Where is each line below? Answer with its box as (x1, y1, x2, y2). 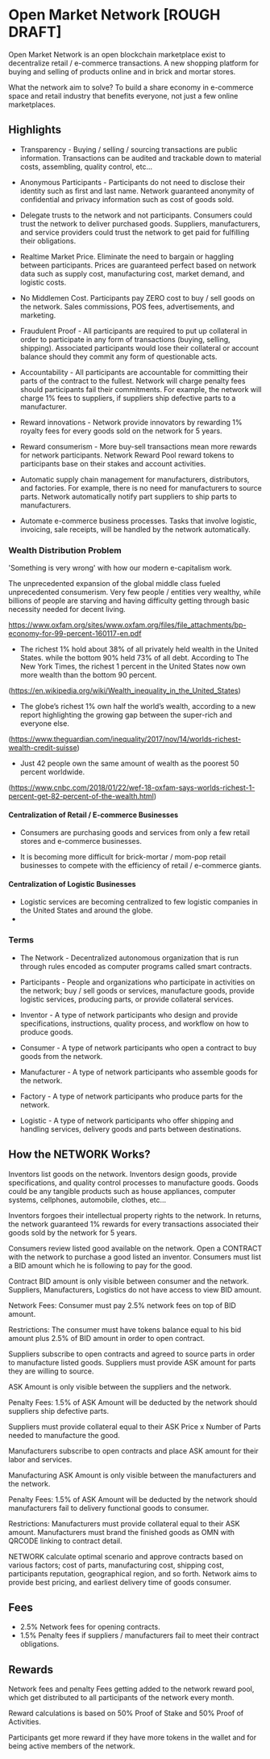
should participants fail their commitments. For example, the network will (19, 384, 262, 394)
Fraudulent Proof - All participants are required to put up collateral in (19, 326, 247, 335)
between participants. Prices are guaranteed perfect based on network (19, 260, 256, 270)
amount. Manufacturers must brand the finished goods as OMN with (8, 1527, 235, 1537)
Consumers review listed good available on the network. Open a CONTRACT (8, 1243, 263, 1253)
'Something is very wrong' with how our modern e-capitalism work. (8, 563, 232, 573)
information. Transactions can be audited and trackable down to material (19, 153, 262, 162)
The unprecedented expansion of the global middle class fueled (8, 579, 221, 588)
